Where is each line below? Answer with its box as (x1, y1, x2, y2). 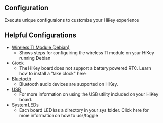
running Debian (19, 55, 51, 61)
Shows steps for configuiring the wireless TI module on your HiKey (19, 49, 154, 56)
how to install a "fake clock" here (19, 70, 86, 76)
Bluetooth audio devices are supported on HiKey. (19, 81, 118, 87)
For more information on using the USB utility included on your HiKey (19, 91, 159, 97)
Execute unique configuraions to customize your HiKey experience (4, 17, 139, 23)
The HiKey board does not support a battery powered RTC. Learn (19, 65, 152, 71)
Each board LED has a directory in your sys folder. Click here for (19, 107, 149, 113)
